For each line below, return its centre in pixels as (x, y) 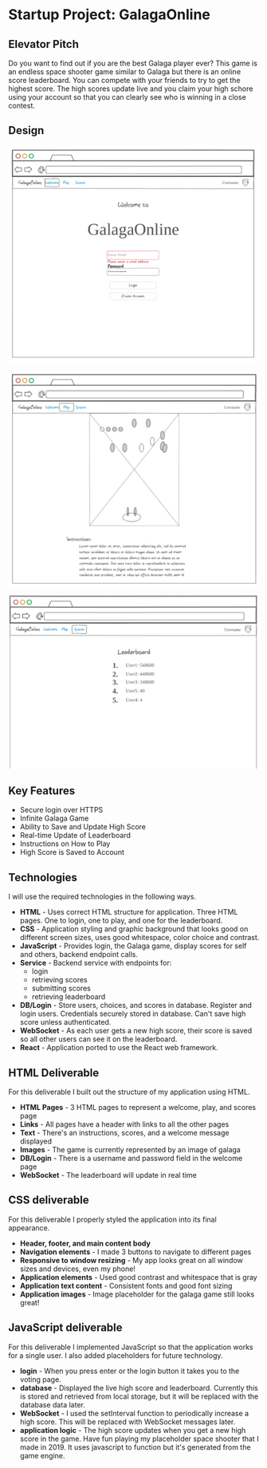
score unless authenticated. (65, 1022)
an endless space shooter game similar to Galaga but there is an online (125, 72)
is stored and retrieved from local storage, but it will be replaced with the (139, 1396)
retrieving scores (59, 980)
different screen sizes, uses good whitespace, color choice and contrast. (139, 938)
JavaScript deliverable (65, 1328)
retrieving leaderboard (69, 997)
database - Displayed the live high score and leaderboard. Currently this (139, 1387)
